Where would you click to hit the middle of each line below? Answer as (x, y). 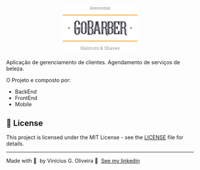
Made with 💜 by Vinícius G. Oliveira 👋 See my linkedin (73, 161)
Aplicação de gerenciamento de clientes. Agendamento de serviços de (93, 62)
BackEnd (26, 92)
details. (15, 144)
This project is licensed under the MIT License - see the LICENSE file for (95, 137)
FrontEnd (26, 98)
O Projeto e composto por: (39, 80)
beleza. (15, 69)
